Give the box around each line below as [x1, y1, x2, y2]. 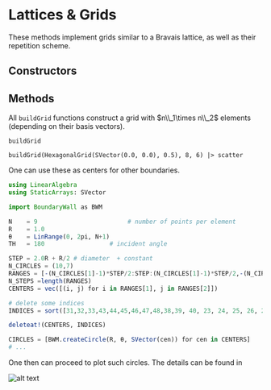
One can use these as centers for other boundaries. [8, 165, 180, 175]
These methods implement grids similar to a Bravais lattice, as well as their [8, 32, 256, 42]
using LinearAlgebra [8, 181, 78, 189]
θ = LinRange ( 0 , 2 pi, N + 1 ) [8, 232, 110, 241]
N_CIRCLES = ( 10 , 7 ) [8, 262, 74, 271]
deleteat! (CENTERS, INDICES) [8, 321, 106, 330]
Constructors [8, 64, 77, 78]
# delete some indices [8, 299, 85, 307]
